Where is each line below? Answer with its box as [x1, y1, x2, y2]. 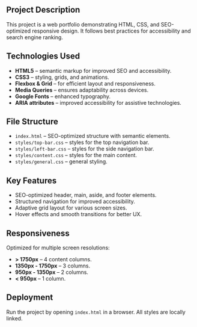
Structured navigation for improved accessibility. [14, 198, 135, 205]
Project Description [6, 5, 80, 15]
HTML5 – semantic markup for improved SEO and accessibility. [14, 67, 172, 74]
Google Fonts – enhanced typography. [14, 93, 111, 100]
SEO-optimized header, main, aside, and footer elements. [14, 192, 157, 199]
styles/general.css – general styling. [14, 158, 108, 165]
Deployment [6, 292, 53, 303]
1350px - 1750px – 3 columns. [14, 262, 91, 270]
